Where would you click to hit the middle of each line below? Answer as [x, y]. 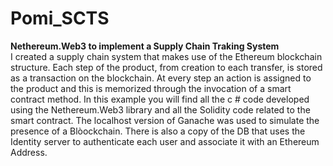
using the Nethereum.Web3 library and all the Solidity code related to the [160, 109]
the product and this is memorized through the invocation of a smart [151, 88]
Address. [29, 152]
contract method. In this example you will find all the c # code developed [160, 99]
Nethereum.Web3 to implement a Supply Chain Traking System [145, 46]
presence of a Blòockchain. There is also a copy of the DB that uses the [158, 131]
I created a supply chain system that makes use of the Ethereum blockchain [166, 56]
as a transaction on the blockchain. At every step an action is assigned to [161, 78]
